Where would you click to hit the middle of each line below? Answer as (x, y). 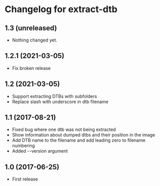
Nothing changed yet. (35, 40)
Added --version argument (40, 151)
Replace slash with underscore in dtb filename (60, 102)
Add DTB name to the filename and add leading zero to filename (79, 141)
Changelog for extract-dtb (61, 9)
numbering (23, 146)
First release (25, 179)
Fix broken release (31, 68)
